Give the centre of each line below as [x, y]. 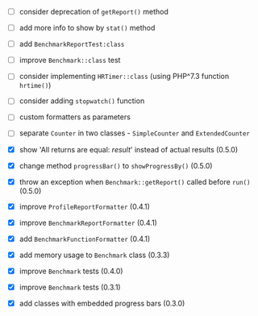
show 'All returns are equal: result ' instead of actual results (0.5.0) [129, 149]
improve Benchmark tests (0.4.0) [71, 271]
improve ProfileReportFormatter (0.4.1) [85, 206]
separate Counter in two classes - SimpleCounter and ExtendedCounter [135, 133]
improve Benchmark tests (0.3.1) [70, 287]
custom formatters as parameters [75, 117]
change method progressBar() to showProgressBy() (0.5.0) [116, 165]
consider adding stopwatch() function [82, 101]
